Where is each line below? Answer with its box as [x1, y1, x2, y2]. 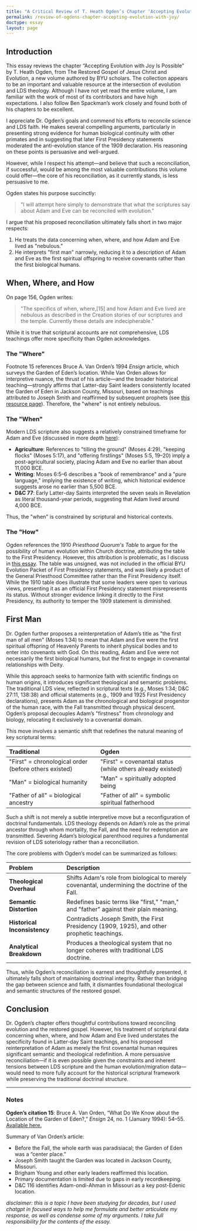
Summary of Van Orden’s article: [6, 1133, 84, 1140]
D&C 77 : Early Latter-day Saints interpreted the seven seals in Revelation [14, 489, 191, 497]
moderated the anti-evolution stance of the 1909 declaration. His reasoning [6, 142, 188, 149]
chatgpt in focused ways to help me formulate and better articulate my [6, 1205, 178, 1212]
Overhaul [9, 885, 36, 893]
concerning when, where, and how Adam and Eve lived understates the [6, 1032, 179, 1039]
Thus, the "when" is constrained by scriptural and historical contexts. [6, 514, 174, 521]
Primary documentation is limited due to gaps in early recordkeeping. [14, 1175, 182, 1182]
